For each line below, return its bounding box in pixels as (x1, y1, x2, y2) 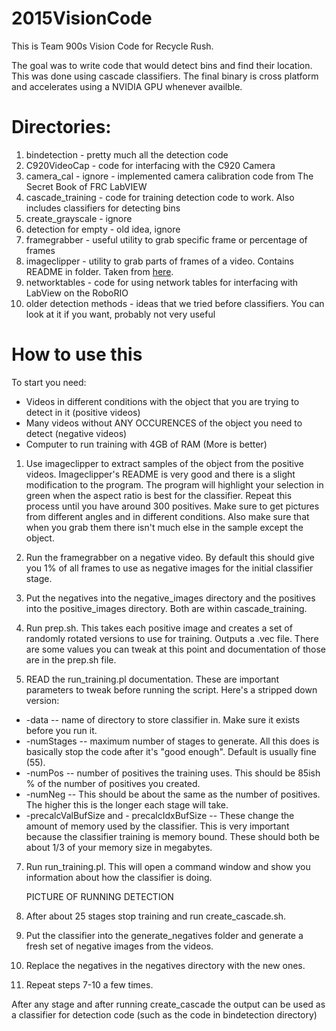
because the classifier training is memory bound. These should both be (25, 830, 321, 842)
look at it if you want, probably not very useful (25, 308, 216, 320)
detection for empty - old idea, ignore (25, 223, 181, 235)
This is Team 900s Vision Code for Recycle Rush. (11, 40, 214, 52)
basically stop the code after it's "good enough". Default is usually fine (25, 745, 317, 757)
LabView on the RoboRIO (25, 287, 129, 299)
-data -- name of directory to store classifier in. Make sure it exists (25, 713, 301, 726)
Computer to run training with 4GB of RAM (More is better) (25, 438, 268, 450)
